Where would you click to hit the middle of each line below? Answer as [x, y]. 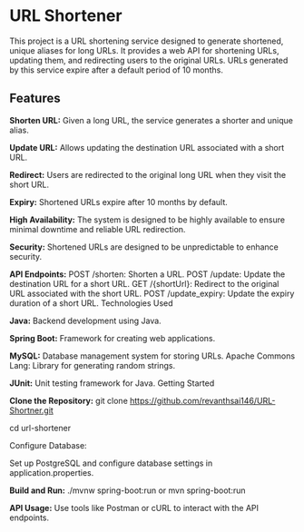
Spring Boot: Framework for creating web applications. [113, 338]
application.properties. [52, 472]
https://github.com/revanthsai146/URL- [203, 400]
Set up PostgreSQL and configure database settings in [111, 463]
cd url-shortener [40, 428]
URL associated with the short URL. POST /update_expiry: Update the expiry [152, 293]
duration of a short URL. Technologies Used [92, 303]
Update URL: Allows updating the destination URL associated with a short [147, 147]
